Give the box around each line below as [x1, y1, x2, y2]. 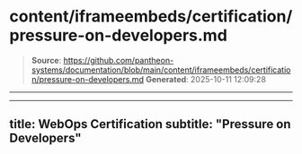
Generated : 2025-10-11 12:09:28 [145, 73, 267, 84]
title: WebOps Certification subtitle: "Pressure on [9, 116, 291, 132]
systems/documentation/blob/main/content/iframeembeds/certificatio [31, 64, 291, 75]
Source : [31, 55, 62, 65]
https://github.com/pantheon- [63, 55, 174, 65]
